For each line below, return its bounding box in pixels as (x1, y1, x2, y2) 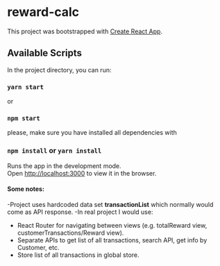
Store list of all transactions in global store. (17, 251, 140, 259)
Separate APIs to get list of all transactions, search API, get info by (17, 235, 208, 244)
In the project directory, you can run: (7, 65, 112, 74)
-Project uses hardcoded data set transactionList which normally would (7, 200, 214, 208)
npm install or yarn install (7, 146, 102, 156)
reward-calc (7, 4, 80, 20)
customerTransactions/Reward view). (17, 228, 124, 237)
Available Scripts (7, 47, 82, 59)
